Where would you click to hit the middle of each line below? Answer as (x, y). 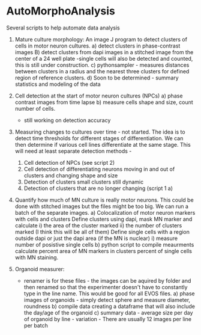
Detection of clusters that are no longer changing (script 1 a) (98, 188)
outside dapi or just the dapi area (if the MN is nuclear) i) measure (96, 238)
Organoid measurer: (40, 269)
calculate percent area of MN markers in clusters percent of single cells (103, 251)
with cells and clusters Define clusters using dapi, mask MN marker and (103, 219)
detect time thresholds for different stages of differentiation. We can (99, 138)
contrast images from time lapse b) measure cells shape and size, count (104, 102)
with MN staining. (37, 257)
